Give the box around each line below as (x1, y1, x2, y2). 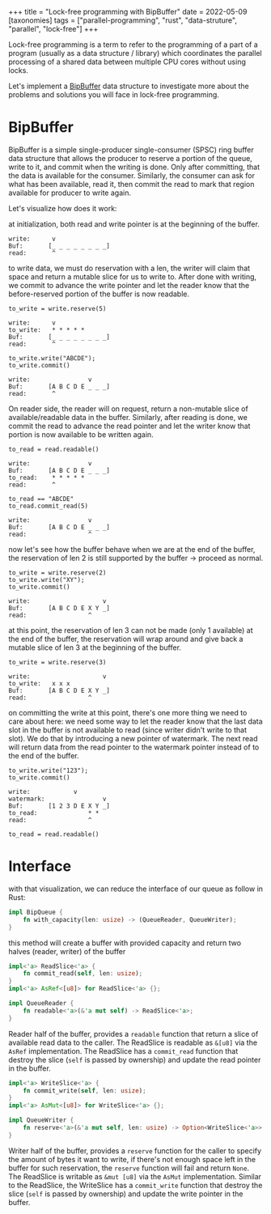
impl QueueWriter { (8, 1116, 74, 1124)
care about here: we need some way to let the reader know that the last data (8, 716, 263, 726)
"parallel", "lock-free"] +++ (8, 24, 99, 33)
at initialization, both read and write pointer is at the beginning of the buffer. (8, 219, 260, 229)
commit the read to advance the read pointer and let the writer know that (8, 421, 251, 431)
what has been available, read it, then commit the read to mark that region (8, 179, 255, 189)
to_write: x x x (8, 679, 70, 687)
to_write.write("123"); (8, 766, 89, 775)
